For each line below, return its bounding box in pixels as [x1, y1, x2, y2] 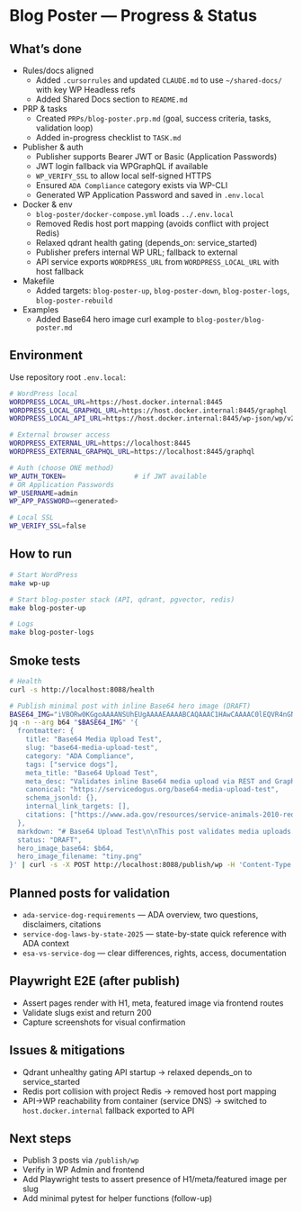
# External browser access [9, 430, 111, 439]
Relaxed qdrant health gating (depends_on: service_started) [35, 238, 258, 248]
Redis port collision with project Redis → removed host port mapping [22, 1086, 277, 1097]
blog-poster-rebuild [35, 296, 113, 305]
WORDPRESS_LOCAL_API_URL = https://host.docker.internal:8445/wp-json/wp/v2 [9, 414, 296, 423]
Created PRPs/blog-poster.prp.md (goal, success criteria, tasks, [35, 113, 271, 123]
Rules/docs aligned [22, 65, 94, 76]
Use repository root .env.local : [9, 371, 126, 383]
